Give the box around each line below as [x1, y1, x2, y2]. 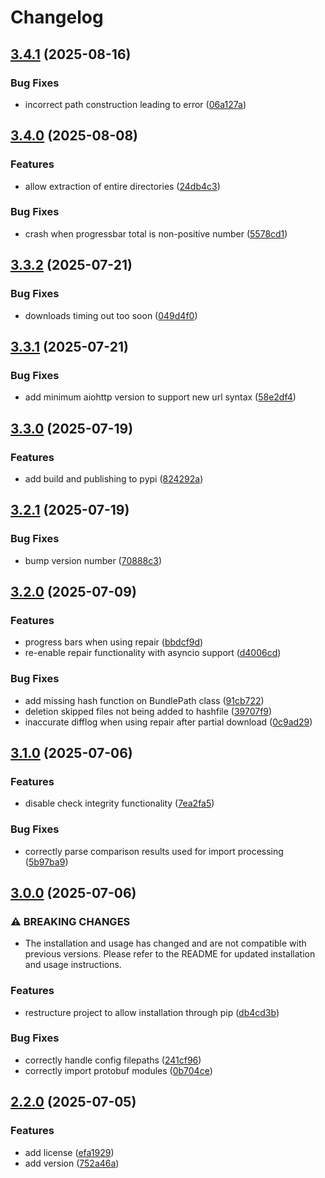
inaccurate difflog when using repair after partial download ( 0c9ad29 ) [24, 716, 313, 728]
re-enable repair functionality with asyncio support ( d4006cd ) [24, 647, 282, 659]
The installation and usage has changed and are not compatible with [24, 937, 307, 950]
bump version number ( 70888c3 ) [24, 554, 162, 566]
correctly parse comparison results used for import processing [24, 845, 284, 857]
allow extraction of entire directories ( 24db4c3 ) [24, 180, 221, 192]
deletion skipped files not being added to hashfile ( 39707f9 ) [24, 705, 273, 717]
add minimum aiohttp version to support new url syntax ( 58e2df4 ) [24, 391, 297, 403]
